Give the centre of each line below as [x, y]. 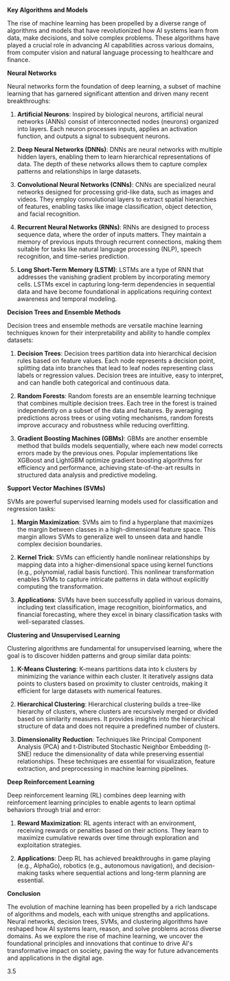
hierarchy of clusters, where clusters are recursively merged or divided [117, 711]
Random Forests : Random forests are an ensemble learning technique [116, 396]
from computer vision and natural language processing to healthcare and [111, 52]
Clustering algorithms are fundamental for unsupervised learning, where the [115, 648]
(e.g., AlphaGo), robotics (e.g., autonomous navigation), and [102, 866]
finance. [19, 60]
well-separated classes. [51, 622]
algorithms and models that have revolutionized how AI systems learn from [113, 31]
